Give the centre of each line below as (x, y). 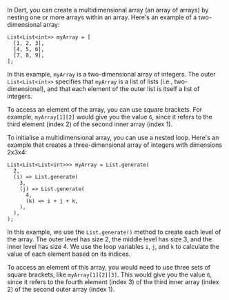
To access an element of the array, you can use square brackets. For (104, 109)
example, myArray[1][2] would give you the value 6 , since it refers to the (110, 117)
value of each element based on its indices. (69, 254)
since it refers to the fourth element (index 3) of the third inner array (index (113, 282)
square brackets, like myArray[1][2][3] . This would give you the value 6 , (110, 274)
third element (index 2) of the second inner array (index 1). (90, 124)
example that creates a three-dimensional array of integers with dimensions (115, 145)
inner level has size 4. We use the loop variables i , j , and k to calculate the (113, 247)
